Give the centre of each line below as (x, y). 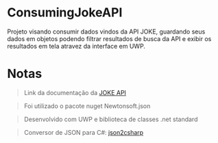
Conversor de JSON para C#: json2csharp (84, 132)
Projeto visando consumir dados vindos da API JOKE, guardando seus (106, 31)
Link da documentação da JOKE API (75, 92)
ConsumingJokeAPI (65, 13)
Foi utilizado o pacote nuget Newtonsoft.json (87, 106)
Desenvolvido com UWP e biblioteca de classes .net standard (111, 119)
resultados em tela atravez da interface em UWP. (76, 46)
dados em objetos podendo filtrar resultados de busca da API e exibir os (109, 38)
